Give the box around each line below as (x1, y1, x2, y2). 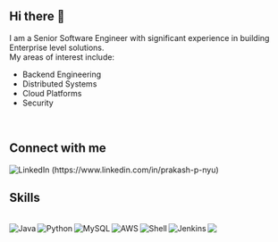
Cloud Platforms (21, 88, 82, 98)
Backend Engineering (21, 69, 102, 79)
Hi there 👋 (9, 9, 65, 24)
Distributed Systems (21, 78, 97, 89)
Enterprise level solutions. (9, 42, 105, 53)
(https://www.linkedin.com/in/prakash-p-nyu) (51, 164, 219, 175)
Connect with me (9, 140, 107, 156)
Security (21, 97, 54, 108)
